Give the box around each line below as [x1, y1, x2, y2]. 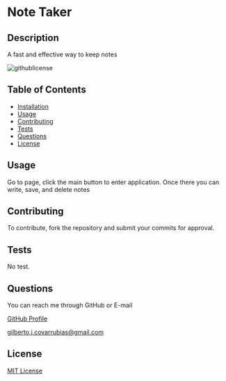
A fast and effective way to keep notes [7, 50, 118, 58]
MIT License [7, 366, 43, 375]
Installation [17, 102, 49, 111]
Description [7, 32, 59, 44]
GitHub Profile [7, 314, 48, 323]
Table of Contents [7, 84, 87, 96]
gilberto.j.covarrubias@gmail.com [7, 328, 104, 337]
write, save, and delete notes [7, 185, 90, 193]
